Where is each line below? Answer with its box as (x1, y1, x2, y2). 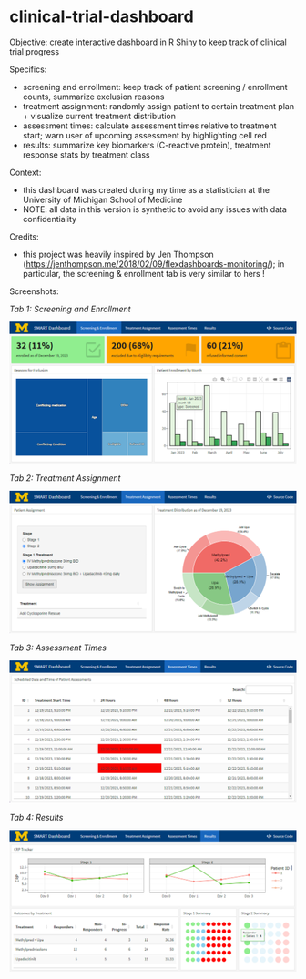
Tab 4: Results (9, 811, 64, 822)
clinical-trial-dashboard (9, 6, 194, 27)
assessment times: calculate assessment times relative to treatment (22, 120, 277, 131)
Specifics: (9, 64, 47, 75)
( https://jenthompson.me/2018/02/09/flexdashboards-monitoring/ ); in (22, 258, 285, 270)
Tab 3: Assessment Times (9, 642, 107, 653)
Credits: (9, 230, 39, 242)
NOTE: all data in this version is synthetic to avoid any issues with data (22, 203, 287, 215)
